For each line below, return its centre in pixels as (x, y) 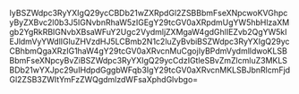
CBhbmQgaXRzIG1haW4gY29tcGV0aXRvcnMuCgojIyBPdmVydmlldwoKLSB (149, 51)
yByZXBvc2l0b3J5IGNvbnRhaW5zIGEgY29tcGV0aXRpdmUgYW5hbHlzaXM (149, 22)
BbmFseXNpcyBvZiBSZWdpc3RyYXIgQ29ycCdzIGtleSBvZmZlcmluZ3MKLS (149, 60)
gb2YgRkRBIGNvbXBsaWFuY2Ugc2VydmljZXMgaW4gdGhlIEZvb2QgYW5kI (149, 32)
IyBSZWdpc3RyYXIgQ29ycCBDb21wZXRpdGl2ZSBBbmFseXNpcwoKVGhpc (149, 13)
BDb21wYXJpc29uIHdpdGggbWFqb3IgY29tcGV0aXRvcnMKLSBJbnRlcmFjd (150, 70)
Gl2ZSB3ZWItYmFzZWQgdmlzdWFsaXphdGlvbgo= (104, 79)
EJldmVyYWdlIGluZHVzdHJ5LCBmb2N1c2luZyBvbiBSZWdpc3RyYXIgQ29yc (149, 41)
